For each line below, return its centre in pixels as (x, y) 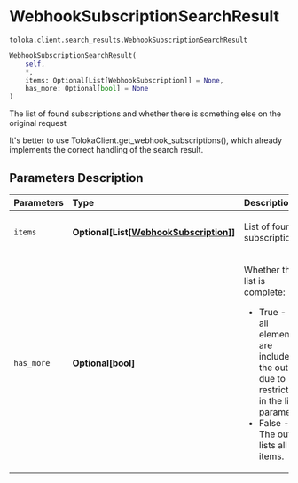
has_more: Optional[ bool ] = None (87, 89)
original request (38, 123)
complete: (264, 292)
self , (35, 64)
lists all (273, 445)
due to (272, 379)
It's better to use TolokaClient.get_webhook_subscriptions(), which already (145, 140)
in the (271, 401)
